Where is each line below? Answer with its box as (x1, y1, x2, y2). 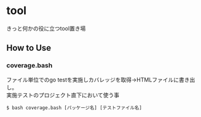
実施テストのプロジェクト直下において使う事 (6, 91, 120, 99)
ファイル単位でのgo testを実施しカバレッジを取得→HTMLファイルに (6, 76, 179, 83)
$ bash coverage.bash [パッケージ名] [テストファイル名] (6, 105, 143, 111)
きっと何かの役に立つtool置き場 (6, 25, 86, 32)
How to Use (6, 43, 52, 53)
